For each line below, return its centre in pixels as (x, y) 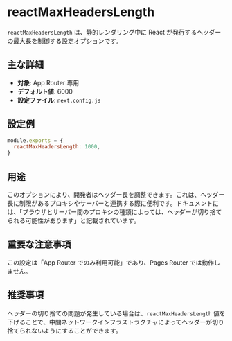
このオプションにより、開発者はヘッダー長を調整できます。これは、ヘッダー (116, 194)
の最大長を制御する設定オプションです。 (65, 41)
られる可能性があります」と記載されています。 (74, 220)
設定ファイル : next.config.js (59, 100)
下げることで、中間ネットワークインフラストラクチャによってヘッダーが (110, 322)
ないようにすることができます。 (77, 331)
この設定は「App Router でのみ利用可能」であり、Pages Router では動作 (111, 262)
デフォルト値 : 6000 (45, 91)
